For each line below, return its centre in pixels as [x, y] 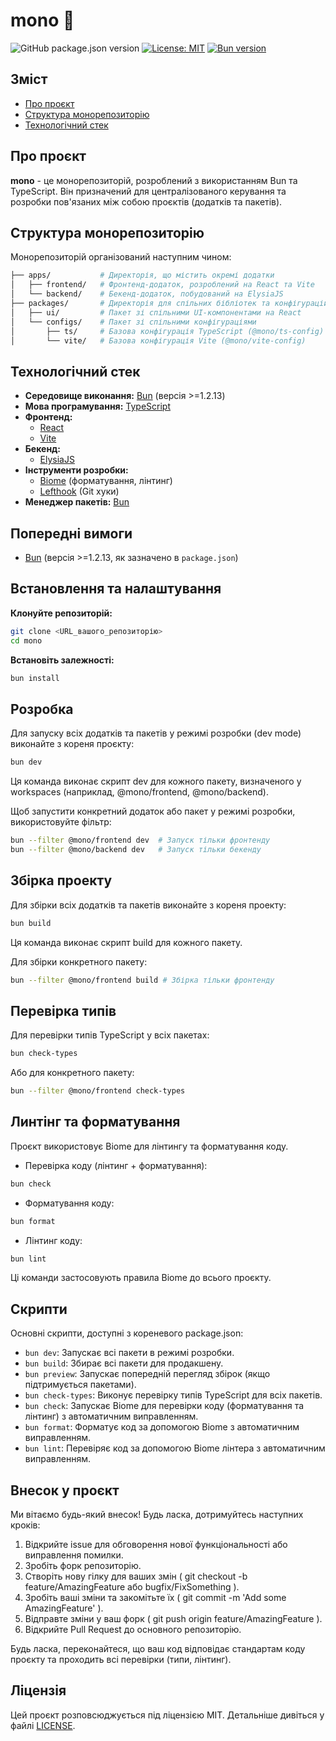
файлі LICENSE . [43, 1725]
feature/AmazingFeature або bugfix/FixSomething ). [132, 1587]
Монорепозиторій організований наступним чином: [121, 257]
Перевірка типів [63, 1010]
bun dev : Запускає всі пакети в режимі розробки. [129, 1353]
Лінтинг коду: [53, 1240]
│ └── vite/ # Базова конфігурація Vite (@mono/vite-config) [158, 340]
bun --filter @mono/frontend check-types [98, 1091]
